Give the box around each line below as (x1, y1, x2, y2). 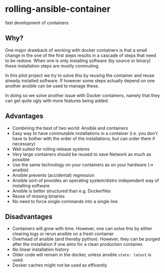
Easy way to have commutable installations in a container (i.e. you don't (12, 130, 158, 136)
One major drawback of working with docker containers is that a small (5, 47, 148, 53)
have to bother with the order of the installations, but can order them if (12, 136, 155, 141)
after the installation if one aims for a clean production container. (12, 241, 144, 247)
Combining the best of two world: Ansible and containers (12, 125, 128, 131)
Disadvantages (5, 212, 53, 221)
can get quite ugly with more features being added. (5, 98, 109, 103)
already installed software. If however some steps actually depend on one (5, 77, 155, 83)
